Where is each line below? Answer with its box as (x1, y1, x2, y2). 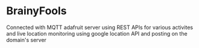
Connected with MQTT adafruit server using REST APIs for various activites (6, 24, 194, 31)
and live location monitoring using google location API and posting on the (6, 30, 188, 37)
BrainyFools (6, 4, 67, 18)
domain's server (6, 36, 47, 43)
